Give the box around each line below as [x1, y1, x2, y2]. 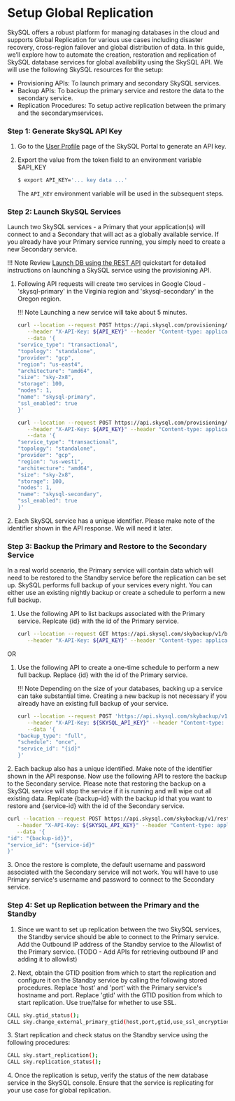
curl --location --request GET [17, 631, 109, 638]
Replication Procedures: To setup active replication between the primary [17, 101, 226, 109]
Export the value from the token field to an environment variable [17, 156, 201, 164]
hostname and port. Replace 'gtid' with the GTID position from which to [17, 990, 222, 999]
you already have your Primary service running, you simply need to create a [7, 238, 226, 246]
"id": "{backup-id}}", [7, 835, 73, 842]
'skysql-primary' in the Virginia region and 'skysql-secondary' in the [17, 287, 214, 296]
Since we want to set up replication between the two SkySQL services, [17, 925, 222, 934]
